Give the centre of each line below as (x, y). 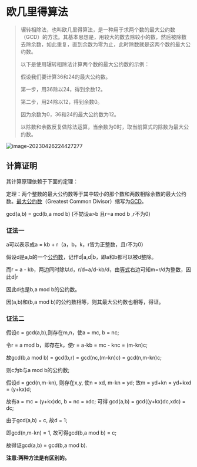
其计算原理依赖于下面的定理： (42, 181)
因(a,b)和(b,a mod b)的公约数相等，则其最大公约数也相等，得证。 (85, 302)
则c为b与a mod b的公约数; (38, 370)
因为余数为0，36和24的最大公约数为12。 (70, 114)
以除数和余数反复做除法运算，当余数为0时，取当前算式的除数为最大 (102, 127)
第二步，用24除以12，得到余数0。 (61, 101)
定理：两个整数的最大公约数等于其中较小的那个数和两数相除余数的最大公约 (96, 194)
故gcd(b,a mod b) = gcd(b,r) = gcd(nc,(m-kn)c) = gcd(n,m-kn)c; (84, 358)
